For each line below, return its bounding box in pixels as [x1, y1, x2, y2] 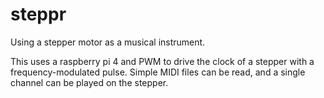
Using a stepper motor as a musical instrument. [10, 36, 206, 48]
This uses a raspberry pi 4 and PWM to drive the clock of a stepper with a [10, 55, 315, 67]
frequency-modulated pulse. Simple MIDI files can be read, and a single [10, 66, 306, 78]
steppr [10, 3, 67, 26]
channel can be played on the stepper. [10, 76, 169, 88]
